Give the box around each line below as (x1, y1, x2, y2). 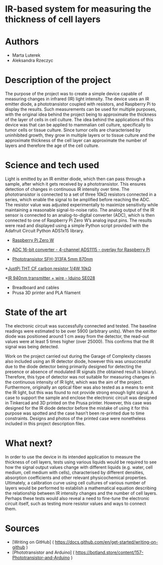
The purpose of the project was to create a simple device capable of (5, 91, 143, 97)
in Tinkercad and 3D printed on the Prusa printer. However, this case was (5, 399, 152, 406)
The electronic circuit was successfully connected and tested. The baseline (5, 323, 157, 329)
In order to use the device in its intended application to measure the (5, 454, 141, 460)
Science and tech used (5, 160, 99, 171)
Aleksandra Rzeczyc (12, 58, 54, 63)
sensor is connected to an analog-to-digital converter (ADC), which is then (5, 212, 155, 218)
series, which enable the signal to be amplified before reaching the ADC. (5, 197, 151, 202)
